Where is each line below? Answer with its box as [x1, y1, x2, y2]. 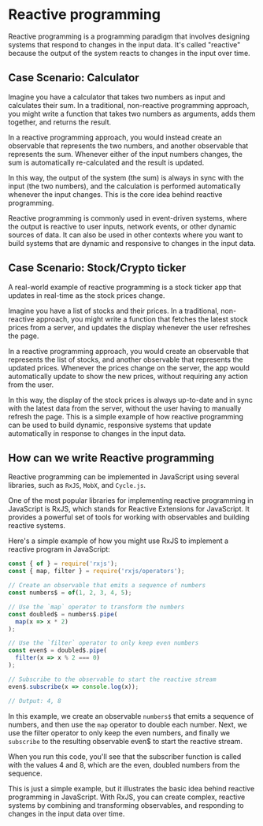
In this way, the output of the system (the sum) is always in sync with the [8, 173, 244, 182]
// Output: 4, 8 [8, 697, 61, 705]
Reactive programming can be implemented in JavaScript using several [8, 472, 239, 482]
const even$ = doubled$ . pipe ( [8, 646, 108, 655]
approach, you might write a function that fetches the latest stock [35, 314, 248, 324]
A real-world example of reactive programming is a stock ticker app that [8, 282, 242, 292]
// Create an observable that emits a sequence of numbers [8, 582, 206, 590]
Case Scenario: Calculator [8, 71, 139, 84]
